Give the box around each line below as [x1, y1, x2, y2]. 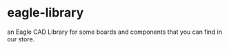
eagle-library [7, 5, 84, 21]
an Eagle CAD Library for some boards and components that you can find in [7, 28, 223, 36]
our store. [7, 35, 35, 43]
